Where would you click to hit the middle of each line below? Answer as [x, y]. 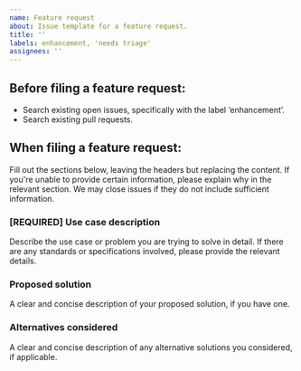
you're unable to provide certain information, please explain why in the [141, 179]
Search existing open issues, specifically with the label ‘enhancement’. [153, 109]
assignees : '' [36, 52]
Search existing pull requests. [78, 119]
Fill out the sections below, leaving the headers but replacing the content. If [150, 169]
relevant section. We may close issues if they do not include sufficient [139, 189]
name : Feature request [52, 18]
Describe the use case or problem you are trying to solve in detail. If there [147, 242]
